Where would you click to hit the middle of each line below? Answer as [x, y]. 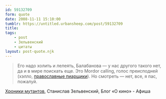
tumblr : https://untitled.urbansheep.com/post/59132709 [64, 24]
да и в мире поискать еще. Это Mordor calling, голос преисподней [87, 71]
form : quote [17, 14]
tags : [11, 33]
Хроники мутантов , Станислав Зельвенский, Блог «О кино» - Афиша [78, 91]
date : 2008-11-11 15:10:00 [33, 19]
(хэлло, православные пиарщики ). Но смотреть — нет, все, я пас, [87, 76]
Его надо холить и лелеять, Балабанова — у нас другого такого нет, [89, 66]
